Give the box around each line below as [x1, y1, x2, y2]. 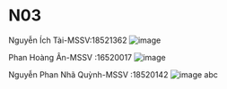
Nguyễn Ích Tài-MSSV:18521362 [8, 35, 127, 45]
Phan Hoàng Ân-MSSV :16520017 [8, 52, 132, 62]
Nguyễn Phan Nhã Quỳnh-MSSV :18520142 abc [8, 69, 219, 80]
